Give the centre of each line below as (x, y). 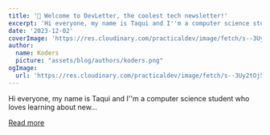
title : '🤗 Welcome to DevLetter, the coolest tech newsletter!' (118, 16)
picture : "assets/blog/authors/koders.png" (89, 61)
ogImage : (23, 68)
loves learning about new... (53, 107)
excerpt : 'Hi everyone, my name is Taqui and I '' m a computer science (129, 23)
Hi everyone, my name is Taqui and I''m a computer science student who (129, 98)
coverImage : (28, 38)
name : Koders (37, 53)
